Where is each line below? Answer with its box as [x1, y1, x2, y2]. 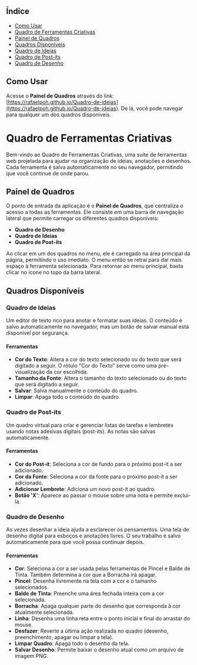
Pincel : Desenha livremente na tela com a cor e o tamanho [14, 577, 157, 584]
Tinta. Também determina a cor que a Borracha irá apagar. [14, 572, 157, 579]
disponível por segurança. [6, 329, 69, 336]
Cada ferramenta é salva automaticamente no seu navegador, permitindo [6, 163, 183, 171]
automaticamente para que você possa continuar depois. [6, 539, 145, 546]
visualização [14, 369, 45, 376]
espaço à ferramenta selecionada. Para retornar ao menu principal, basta [6, 263, 183, 270]
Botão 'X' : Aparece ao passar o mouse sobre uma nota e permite [14, 492, 173, 499]
